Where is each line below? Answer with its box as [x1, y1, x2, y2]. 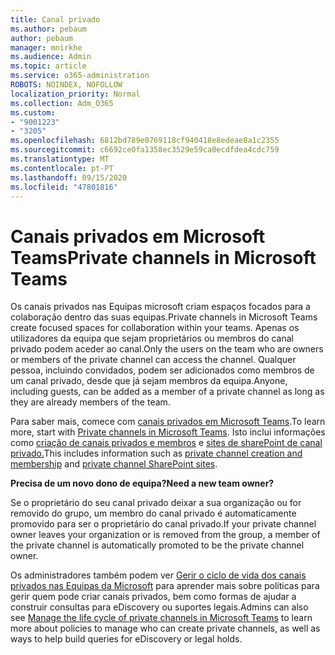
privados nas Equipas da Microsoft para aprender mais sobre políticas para [10, 580, 320, 592]
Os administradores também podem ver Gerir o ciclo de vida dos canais [10, 569, 307, 581]
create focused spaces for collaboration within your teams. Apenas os [10, 322, 300, 334]
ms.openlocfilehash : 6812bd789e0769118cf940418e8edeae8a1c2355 [10, 136, 280, 146]
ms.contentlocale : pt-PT [10, 163, 114, 173]
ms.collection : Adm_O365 [10, 98, 114, 108]
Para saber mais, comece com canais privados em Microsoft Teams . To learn [10, 416, 326, 428]
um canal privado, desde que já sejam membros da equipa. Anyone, [10, 375, 288, 387]
